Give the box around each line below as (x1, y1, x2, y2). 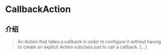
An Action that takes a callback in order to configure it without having (17, 39, 161, 44)
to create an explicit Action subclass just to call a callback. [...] (17, 44, 147, 50)
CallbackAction (5, 4, 71, 15)
